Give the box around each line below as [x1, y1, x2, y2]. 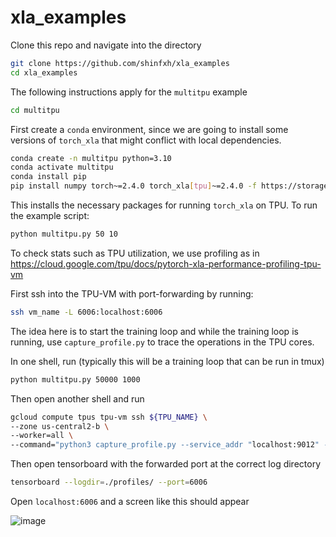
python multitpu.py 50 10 [10, 229, 118, 240]
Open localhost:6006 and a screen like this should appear [10, 496, 250, 508]
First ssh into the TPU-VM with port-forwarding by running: [10, 287, 254, 300]
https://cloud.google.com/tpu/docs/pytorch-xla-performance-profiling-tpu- [10, 257, 322, 270]
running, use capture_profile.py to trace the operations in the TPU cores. [10, 336, 315, 348]
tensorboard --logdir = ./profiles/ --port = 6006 [10, 477, 208, 488]
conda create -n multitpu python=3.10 [10, 153, 172, 163]
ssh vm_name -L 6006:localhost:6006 [10, 307, 163, 317]
